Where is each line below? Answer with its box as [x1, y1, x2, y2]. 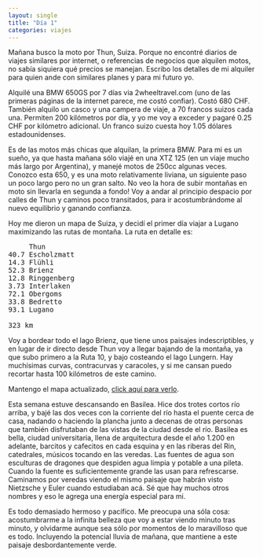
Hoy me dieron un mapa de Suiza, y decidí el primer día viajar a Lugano [8, 219, 239, 228]
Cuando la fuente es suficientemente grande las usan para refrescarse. [8, 467, 239, 476]
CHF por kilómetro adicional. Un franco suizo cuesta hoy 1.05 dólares [8, 121, 232, 131]
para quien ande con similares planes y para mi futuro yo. [8, 72, 195, 83]
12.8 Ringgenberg [8, 274, 75, 283]
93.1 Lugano [8, 305, 54, 315]
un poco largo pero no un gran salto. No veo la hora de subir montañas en [8, 179, 247, 188]
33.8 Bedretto [8, 297, 63, 307]
